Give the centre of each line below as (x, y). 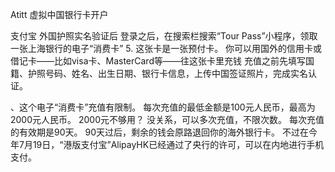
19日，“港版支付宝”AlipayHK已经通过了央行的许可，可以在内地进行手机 (178, 144)
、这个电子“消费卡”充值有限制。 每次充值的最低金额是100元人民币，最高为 (163, 107)
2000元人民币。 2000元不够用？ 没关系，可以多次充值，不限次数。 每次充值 (167, 119)
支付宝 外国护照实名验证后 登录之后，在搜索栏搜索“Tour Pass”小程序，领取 (164, 36)
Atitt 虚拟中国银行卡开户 (59, 14)
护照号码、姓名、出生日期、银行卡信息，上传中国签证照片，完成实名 (167, 73)
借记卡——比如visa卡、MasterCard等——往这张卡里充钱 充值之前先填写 (158, 61)
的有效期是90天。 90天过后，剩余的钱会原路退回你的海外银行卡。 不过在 (159, 132)
